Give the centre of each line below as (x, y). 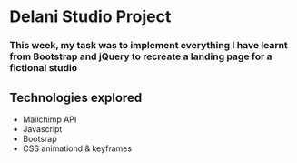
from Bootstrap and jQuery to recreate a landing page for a (141, 56)
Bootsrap (40, 138)
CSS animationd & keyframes (77, 148)
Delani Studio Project (90, 17)
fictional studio (44, 68)
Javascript (42, 128)
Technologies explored (76, 97)
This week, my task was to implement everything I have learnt (148, 46)
